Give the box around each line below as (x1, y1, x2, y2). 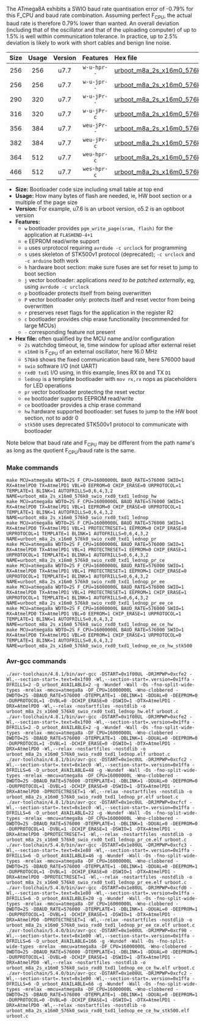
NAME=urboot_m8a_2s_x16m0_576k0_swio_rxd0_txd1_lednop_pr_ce (6, 557, 165, 564)
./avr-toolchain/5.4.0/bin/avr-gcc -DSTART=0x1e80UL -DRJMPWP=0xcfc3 (6, 842, 187, 848)
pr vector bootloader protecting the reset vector (24, 388, 145, 396)
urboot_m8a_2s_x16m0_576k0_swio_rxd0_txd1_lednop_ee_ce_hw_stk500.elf (6, 1008, 190, 1014)
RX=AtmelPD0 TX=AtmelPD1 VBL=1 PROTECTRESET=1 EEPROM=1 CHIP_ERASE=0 (6, 568, 187, 575)
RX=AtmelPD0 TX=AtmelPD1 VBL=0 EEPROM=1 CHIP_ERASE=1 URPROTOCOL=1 (6, 611, 182, 617)
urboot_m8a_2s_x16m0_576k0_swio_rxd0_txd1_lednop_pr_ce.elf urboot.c (6, 837, 187, 843)
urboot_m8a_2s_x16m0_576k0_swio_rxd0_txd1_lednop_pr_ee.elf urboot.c (6, 879, 187, 885)
